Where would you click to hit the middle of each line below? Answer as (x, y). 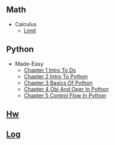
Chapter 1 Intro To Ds (50, 70)
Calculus (26, 24)
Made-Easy (29, 64)
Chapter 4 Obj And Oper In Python (66, 89)
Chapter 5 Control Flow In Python (65, 95)
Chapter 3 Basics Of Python (58, 82)
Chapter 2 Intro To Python (56, 76)
